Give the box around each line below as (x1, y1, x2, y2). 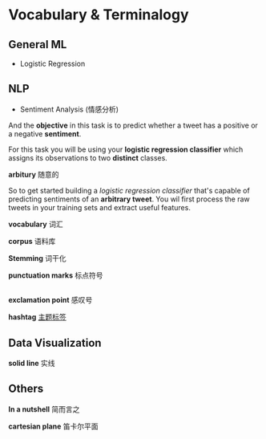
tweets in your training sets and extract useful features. (8, 202, 191, 212)
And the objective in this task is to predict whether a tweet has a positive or (8, 120, 259, 130)
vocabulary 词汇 (8, 219, 63, 229)
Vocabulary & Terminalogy (8, 6, 189, 24)
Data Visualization (8, 335, 102, 350)
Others (8, 382, 44, 396)
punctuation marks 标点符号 (8, 270, 103, 280)
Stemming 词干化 (8, 253, 66, 262)
